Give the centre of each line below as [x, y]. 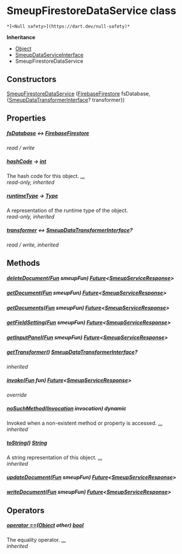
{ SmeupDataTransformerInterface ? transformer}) [66, 100]
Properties [26, 118]
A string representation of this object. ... [55, 457]
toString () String [27, 443]
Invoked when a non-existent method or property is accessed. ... [85, 423]
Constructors [32, 79]
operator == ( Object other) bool [45, 525]
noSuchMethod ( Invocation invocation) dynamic [66, 408]
